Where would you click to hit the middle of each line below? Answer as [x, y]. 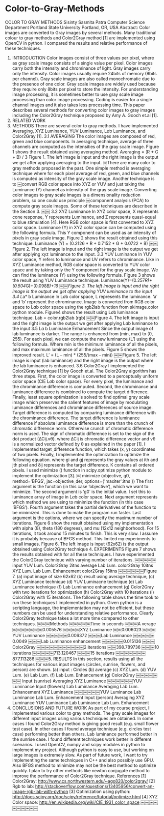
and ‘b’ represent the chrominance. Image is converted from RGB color [83, 302]
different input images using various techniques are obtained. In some [83, 718]
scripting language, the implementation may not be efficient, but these [83, 608]
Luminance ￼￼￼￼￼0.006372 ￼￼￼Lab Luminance [77, 635]
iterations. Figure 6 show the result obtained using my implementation [82, 523]
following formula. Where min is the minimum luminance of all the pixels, [85, 344]
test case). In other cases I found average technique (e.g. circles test [82, 729]
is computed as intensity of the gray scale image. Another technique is [83, 178]
